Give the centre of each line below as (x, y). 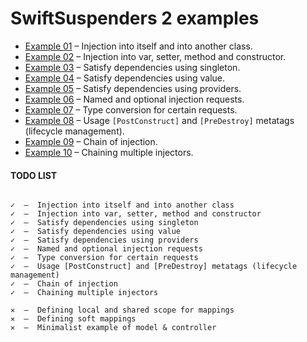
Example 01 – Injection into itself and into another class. (138, 46)
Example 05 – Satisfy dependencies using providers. (133, 88)
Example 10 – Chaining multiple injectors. (109, 152)
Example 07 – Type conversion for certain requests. (131, 109)
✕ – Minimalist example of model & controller (113, 328)
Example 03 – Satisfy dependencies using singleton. (132, 67)
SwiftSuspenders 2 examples (135, 18)
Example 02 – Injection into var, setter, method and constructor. (155, 56)
